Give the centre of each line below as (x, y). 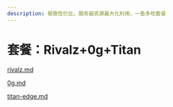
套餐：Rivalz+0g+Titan (74, 50)
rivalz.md (20, 69)
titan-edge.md (28, 96)
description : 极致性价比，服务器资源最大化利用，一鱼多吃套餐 (86, 13)
